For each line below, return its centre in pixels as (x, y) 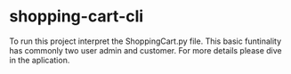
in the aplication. (40, 60)
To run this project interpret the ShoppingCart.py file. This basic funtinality (145, 41)
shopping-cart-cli (77, 16)
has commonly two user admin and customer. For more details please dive (145, 50)
